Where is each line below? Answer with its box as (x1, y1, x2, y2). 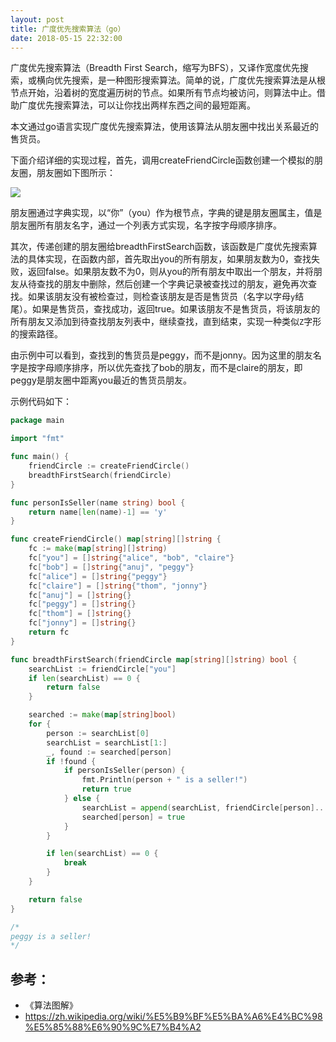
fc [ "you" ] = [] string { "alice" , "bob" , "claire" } (28, 553, 235, 563)
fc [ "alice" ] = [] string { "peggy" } (28, 571, 168, 581)
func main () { (10, 452, 70, 462)
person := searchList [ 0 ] (46, 728, 150, 738)
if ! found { (46, 756, 97, 766)
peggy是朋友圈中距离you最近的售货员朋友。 (10, 374, 193, 386)
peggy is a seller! (10, 931, 92, 941)
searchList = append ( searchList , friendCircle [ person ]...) (81, 802, 333, 813)
